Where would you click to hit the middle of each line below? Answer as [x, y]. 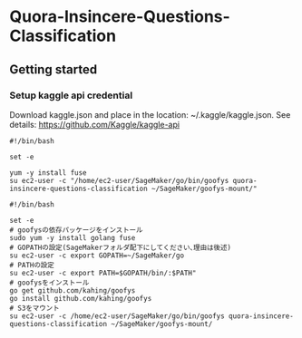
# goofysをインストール [49, 283]
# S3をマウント [35, 308]
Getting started [54, 69]
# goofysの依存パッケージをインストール [76, 230]
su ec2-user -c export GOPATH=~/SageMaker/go [97, 256]
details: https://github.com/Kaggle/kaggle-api [94, 124]
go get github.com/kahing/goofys [73, 290]
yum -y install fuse [49, 173]
